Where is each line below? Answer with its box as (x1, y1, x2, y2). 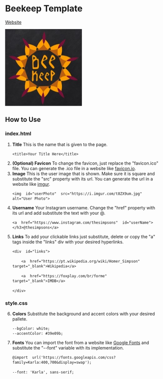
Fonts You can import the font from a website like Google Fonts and (12, 340, 149, 346)
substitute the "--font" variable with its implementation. (12, 345, 124, 350)
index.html (5, 130, 31, 137)
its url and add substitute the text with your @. (12, 210, 106, 216)
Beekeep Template (5, 3, 83, 14)
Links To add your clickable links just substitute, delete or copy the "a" (12, 233, 156, 239)
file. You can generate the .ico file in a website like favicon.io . (12, 165, 136, 171)
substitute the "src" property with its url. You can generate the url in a (12, 175, 153, 182)
